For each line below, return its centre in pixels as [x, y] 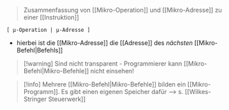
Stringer [35, 99]
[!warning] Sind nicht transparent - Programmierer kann [103, 64]
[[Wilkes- [198, 92]
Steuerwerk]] [67, 99]
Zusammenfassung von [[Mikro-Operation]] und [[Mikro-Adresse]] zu [122, 10]
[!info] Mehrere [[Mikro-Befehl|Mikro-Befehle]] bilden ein [104, 84]
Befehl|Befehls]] [39, 50]
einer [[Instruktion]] [51, 17]
